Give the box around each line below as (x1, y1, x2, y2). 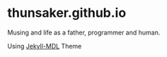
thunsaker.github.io (7, 5, 127, 21)
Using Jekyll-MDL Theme (7, 42, 82, 50)
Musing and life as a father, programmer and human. (7, 28, 161, 37)
